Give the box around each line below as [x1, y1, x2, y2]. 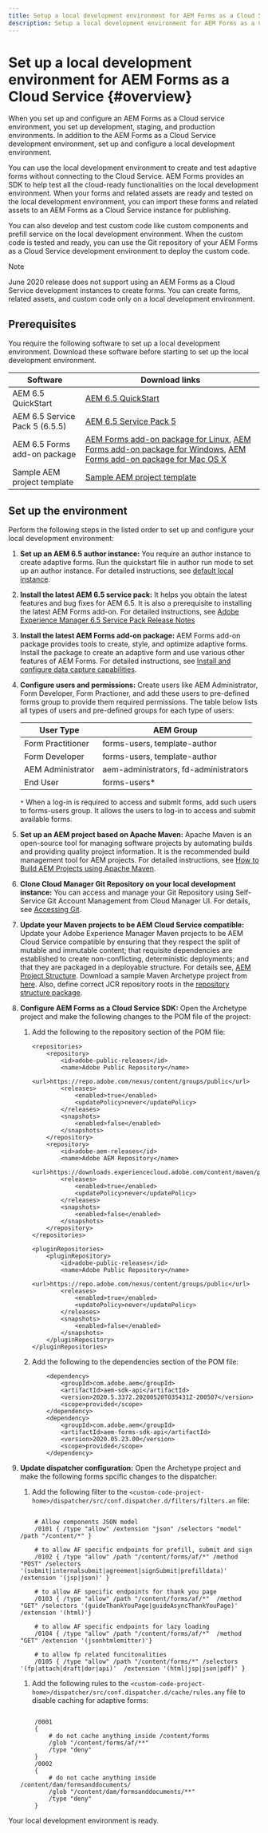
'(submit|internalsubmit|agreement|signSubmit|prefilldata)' [19, 1567, 228, 1575]
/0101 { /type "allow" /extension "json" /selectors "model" [34, 1525, 242, 1533]
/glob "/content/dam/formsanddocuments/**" [49, 1788, 195, 1796]
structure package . [19, 988, 83, 997]
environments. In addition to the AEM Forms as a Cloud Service [8, 131, 217, 140]
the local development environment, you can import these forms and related [8, 197, 258, 207]
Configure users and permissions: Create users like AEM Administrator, [19, 680, 258, 690]
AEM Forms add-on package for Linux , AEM [85, 434, 251, 445]
